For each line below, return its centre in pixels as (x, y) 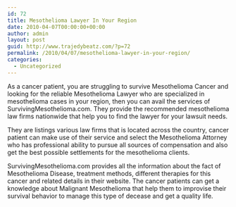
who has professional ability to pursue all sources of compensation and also (118, 144)
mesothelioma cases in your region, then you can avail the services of (109, 101)
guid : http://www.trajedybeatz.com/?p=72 (69, 46)
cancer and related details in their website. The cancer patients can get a (113, 181)
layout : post (26, 40)
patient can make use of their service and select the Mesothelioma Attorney (117, 137)
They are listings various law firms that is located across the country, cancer (118, 130)
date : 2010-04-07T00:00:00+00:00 (56, 27)
